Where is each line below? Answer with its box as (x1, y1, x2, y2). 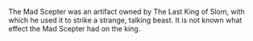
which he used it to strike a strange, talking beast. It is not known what (8, 15, 243, 25)
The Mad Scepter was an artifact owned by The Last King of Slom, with (8, 7, 246, 16)
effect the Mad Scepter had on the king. (8, 24, 141, 33)
